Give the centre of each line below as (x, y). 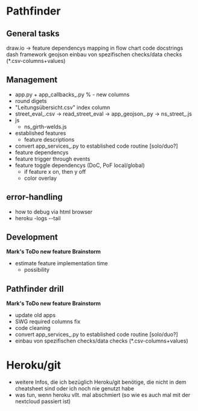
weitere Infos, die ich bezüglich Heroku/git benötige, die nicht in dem (101, 382)
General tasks (33, 34)
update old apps (35, 315)
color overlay (40, 178)
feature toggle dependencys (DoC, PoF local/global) (80, 165)
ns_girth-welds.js (45, 127)
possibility (37, 270)
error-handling (35, 197)
